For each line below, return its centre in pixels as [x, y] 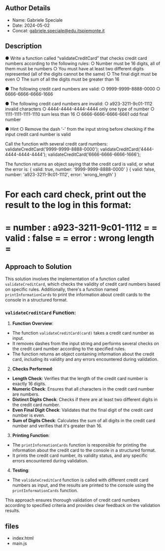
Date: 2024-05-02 [31, 25]
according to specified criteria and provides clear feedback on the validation [82, 505]
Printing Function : [31, 436]
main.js [19, 543]
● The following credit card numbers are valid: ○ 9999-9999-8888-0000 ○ [83, 89]
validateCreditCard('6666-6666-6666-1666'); [94, 154]
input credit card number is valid [38, 134]
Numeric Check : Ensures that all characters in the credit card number [83, 389]
